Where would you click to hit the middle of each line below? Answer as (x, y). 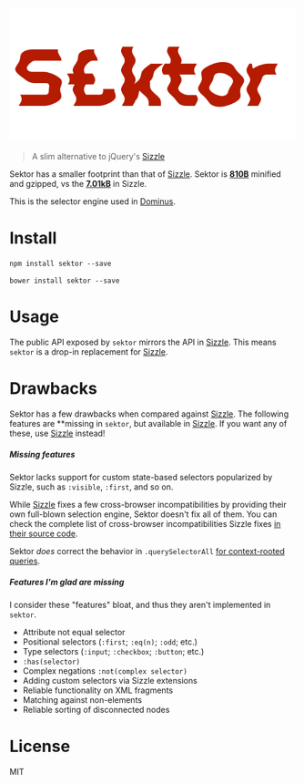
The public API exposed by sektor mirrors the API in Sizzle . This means (143, 342)
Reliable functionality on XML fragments (98, 690)
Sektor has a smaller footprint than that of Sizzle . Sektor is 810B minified (146, 174)
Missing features (42, 454)
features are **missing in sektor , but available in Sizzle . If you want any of (148, 424)
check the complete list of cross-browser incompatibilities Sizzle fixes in (145, 524)
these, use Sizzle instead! (57, 433)
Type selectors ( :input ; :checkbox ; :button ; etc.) (113, 651)
